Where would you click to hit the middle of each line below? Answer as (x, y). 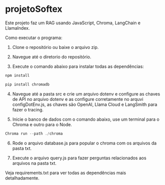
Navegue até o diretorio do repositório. (52, 57)
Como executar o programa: (34, 38)
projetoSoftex (34, 9)
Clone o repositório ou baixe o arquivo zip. (55, 47)
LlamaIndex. (18, 28)
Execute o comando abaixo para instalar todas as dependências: (78, 66)
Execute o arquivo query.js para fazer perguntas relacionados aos (79, 158)
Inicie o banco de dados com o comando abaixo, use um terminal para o (86, 119)
